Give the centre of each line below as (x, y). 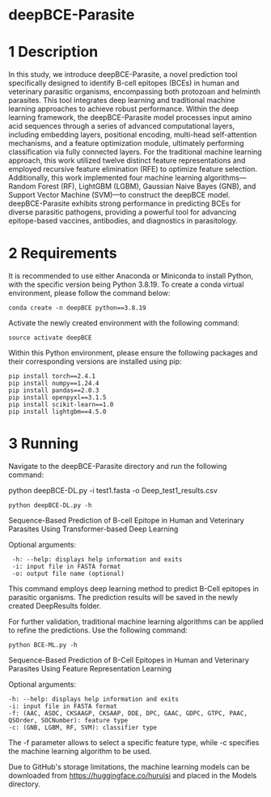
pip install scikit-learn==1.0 (61, 405)
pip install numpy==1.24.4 (54, 384)
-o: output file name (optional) (68, 573)
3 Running (44, 444)
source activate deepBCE (50, 338)
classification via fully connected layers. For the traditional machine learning (135, 152)
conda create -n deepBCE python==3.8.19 (78, 308)
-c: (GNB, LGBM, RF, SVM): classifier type (83, 727)
